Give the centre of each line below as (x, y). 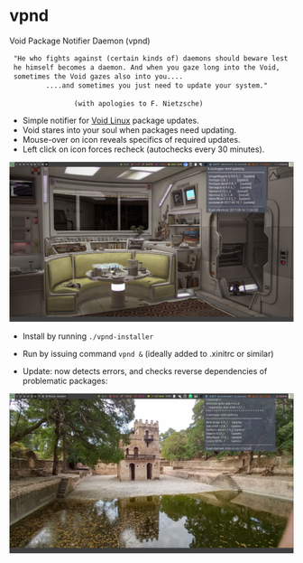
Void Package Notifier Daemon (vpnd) (80, 41)
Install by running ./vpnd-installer (88, 336)
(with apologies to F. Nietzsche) (138, 103)
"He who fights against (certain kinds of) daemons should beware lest (151, 58)
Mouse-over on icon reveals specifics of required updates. (131, 139)
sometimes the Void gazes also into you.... (98, 76)
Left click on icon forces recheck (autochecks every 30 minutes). (143, 149)
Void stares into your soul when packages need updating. (129, 130)
